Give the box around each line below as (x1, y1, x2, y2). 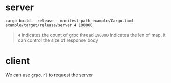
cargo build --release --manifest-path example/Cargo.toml (5, 18, 134, 23)
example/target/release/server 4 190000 (5, 22, 93, 28)
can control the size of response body (17, 37, 98, 43)
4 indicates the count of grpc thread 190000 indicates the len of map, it (17, 32, 166, 38)
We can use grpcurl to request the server (5, 72, 93, 78)
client (5, 55, 30, 67)
